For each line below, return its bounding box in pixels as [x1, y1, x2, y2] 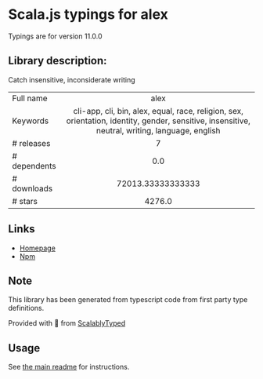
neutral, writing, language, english [95, 125, 221, 136]
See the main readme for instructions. [8, 363, 130, 372]
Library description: [8, 54, 107, 67]
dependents [12, 160, 56, 171]
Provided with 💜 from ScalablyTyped [8, 319, 126, 328]
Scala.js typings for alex [8, 5, 168, 24]
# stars [12, 195, 38, 206]
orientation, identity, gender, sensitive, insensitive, [66, 115, 250, 126]
